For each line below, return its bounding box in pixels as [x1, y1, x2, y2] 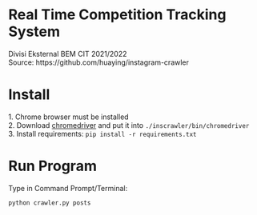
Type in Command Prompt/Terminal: [8, 183, 128, 193]
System [8, 22, 61, 41]
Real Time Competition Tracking [8, 6, 227, 24]
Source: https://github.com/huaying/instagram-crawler [8, 58, 190, 67]
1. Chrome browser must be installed [8, 112, 130, 121]
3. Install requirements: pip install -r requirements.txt [8, 129, 198, 138]
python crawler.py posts [8, 198, 91, 207]
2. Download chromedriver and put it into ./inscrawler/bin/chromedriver [8, 120, 250, 129]
